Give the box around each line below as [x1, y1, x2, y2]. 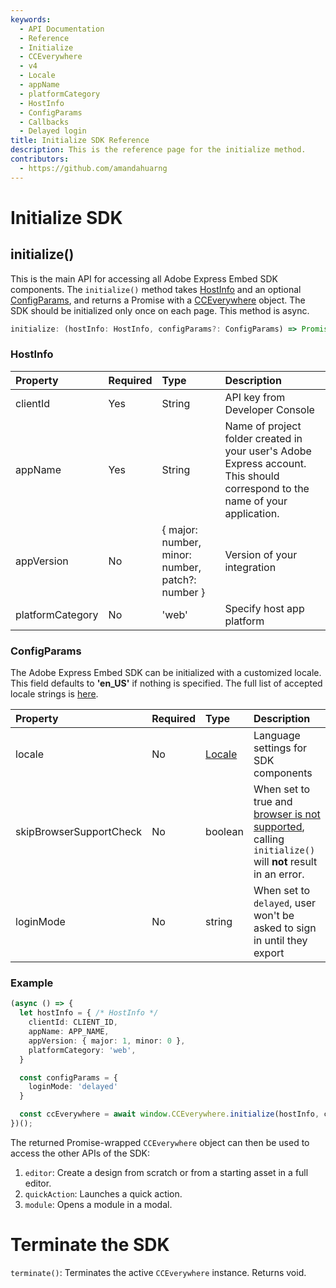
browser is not [253, 807, 321, 821]
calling [253, 832, 285, 846]
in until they [253, 934, 308, 948]
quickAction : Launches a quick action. [24, 1187, 183, 1200]
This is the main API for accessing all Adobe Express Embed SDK [10, 272, 278, 285]
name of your [224, 494, 288, 508]
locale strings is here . [10, 688, 99, 700]
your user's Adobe [224, 444, 312, 458]
